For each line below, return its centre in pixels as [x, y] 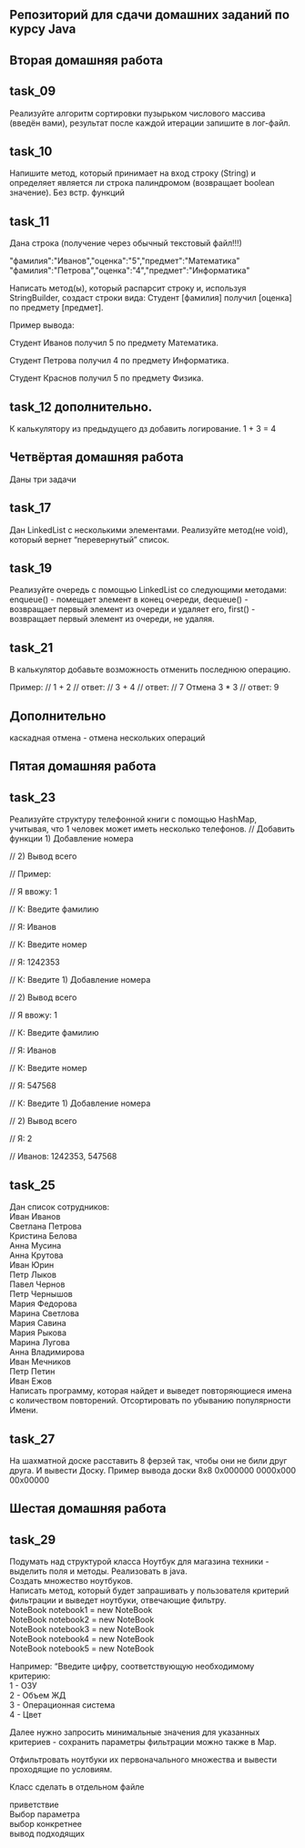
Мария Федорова [43, 1304]
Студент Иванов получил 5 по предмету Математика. [114, 343]
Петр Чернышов [41, 1294]
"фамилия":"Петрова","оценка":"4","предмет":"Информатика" [130, 271]
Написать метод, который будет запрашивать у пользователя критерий [149, 1591]
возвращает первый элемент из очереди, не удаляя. [112, 619]
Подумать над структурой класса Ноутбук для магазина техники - [139, 1562]
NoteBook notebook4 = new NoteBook [82, 1639]
